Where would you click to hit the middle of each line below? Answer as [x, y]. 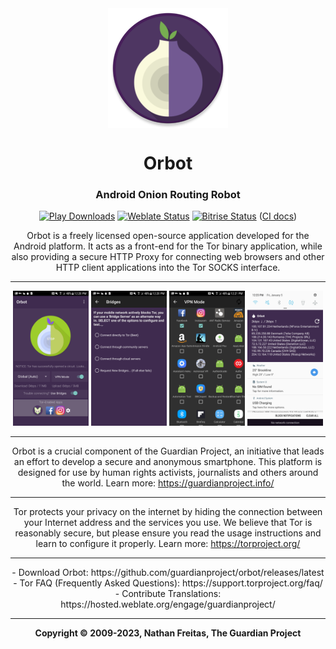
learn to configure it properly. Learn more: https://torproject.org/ [168, 543]
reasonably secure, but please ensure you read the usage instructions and [168, 533]
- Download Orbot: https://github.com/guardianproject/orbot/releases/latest [168, 572]
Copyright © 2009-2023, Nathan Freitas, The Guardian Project [168, 633]
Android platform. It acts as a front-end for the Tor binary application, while [168, 246]
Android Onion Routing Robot [168, 195]
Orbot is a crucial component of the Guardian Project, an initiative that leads [168, 451]
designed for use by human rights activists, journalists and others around [168, 472]
